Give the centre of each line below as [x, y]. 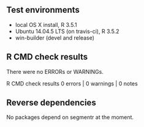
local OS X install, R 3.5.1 [46, 24]
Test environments [43, 10]
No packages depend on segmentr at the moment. [70, 117]
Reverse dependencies [51, 103]
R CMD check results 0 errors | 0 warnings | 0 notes [72, 83]
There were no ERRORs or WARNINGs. [55, 71]
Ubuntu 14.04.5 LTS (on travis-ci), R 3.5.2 [67, 31]
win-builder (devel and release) [55, 38]
